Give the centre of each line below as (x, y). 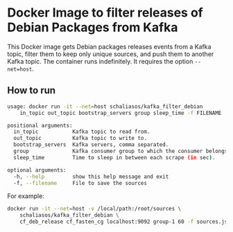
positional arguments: (40, 125)
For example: (26, 196)
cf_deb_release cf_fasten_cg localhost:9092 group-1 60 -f (107, 222)
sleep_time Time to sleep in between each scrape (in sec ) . (114, 157)
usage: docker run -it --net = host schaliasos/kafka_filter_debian (105, 106)
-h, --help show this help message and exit (91, 177)
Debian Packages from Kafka (93, 27)
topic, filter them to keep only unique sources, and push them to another (111, 54)
